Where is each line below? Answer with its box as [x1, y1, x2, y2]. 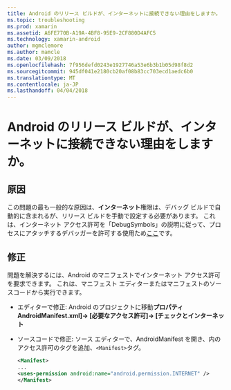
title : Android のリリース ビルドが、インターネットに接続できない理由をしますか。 [7, 10, 221, 17]
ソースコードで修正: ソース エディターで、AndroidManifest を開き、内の [17, 335, 221, 343]
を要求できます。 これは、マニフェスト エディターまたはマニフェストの [7, 279, 210, 288]
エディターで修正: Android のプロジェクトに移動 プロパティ [17, 302, 183, 311]
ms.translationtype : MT [7, 74, 76, 82]
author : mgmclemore [7, 42, 64, 49]
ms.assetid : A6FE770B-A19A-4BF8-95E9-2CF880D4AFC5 [7, 29, 156, 37]
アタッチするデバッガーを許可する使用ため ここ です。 [25, 229, 176, 237]
